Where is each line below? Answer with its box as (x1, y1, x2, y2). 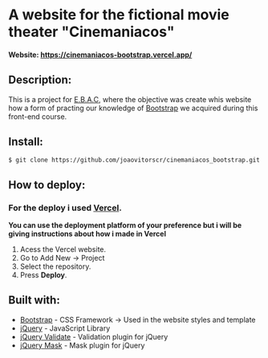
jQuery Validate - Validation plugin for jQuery (19, 331, 169, 341)
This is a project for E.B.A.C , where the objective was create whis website (8, 94, 252, 104)
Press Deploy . (19, 270, 67, 280)
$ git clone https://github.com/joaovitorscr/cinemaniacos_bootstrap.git (8, 156, 261, 164)
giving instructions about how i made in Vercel (8, 229, 167, 239)
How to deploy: (8, 178, 86, 191)
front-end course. (8, 111, 67, 121)
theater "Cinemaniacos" (8, 23, 175, 41)
